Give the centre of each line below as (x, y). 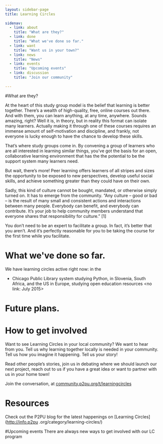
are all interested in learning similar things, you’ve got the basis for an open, (81, 151)
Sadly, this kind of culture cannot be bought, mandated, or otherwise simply (81, 190)
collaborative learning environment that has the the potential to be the (75, 156)
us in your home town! (27, 374)
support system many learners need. (42, 161)
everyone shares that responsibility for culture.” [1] (56, 216)
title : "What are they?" (39, 32)
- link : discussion (29, 73)
